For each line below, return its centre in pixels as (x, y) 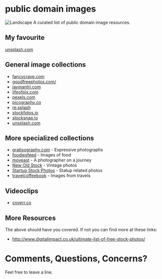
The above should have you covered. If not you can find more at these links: (81, 230)
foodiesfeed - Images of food (42, 155)
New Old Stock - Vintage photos (45, 165)
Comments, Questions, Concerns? (76, 259)
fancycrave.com (28, 76)
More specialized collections (50, 138)
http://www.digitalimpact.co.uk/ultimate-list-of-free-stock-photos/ (79, 239)
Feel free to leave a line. (29, 272)
